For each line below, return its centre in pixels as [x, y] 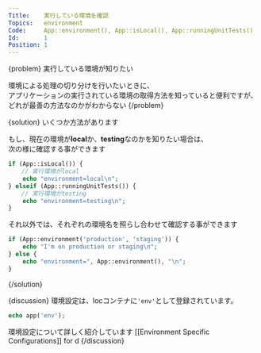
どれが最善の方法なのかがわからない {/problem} [86, 106]
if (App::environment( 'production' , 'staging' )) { [94, 240]
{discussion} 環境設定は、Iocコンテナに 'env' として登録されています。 [123, 300]
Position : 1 [28, 45]
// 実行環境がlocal [50, 171]
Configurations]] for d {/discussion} [66, 340]
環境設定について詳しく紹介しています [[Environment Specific [109, 332]
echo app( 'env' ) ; [37, 315]
